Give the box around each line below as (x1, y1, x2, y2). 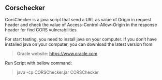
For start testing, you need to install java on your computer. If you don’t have (5, 36, 157, 42)
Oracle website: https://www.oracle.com (16, 51, 98, 56)
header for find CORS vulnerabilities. (5, 27, 78, 33)
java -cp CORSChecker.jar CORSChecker (16, 69, 99, 75)
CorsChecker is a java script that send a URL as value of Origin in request (5, 16, 151, 22)
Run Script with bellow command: (5, 60, 72, 66)
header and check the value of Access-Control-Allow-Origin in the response (5, 22, 157, 27)
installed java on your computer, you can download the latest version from (5, 41, 153, 47)
